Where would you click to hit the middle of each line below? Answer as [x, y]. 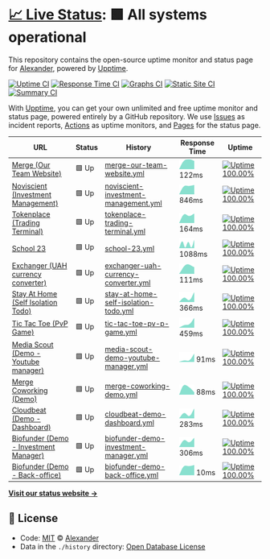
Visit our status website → [53, 493]
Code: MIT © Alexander [59, 538]
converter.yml [128, 283]
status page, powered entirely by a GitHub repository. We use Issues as [127, 116]
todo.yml [119, 311]
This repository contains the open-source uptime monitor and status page [131, 60]
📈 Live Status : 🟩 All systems [108, 15]
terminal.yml [125, 232]
